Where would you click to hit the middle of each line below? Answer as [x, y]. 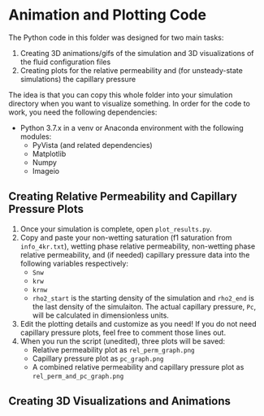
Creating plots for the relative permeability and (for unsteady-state [132, 70]
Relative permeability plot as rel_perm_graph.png [113, 349]
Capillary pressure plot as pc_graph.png [98, 358]
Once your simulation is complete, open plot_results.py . [116, 228]
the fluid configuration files [65, 62]
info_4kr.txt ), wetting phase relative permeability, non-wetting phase [138, 246]
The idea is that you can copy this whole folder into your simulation [121, 94]
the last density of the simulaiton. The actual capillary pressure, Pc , [144, 306]
